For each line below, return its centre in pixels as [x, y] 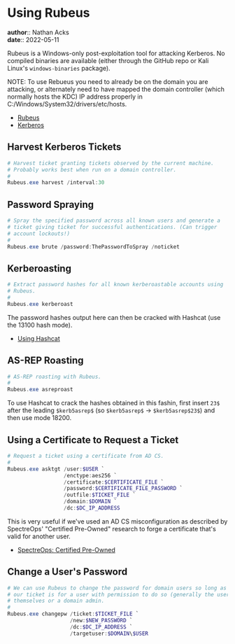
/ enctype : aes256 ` [90, 475]
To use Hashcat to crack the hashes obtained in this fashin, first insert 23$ [114, 403]
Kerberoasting [40, 268]
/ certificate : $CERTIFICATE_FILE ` [114, 482]
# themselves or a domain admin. [56, 601]
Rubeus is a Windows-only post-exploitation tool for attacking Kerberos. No [116, 53]
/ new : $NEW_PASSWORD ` [101, 621]
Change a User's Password [67, 572]
